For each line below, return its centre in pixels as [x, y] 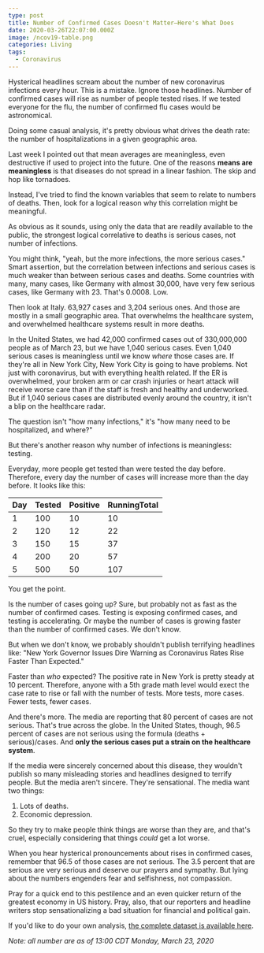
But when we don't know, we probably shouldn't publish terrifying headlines [132, 644]
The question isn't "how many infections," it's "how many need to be [119, 421]
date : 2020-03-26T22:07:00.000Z [61, 30]
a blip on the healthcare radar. [57, 406]
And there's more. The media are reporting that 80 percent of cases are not [131, 717]
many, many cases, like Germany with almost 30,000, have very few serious [132, 284]
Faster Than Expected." [46, 661]
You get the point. [37, 588]
